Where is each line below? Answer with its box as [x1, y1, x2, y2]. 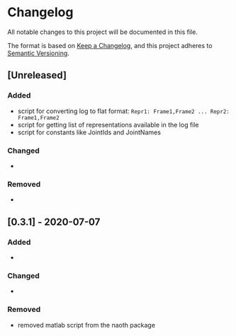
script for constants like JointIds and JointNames [17, 128, 162, 137]
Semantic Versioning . [7, 49, 69, 57]
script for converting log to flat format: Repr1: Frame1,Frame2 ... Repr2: [17, 107, 230, 115]
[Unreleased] [7, 69, 67, 81]
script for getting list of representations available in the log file [17, 120, 200, 129]
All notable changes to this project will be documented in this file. [7, 28, 198, 36]
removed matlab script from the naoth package [17, 320, 156, 329]
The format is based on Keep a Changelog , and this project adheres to [7, 41, 213, 50]
